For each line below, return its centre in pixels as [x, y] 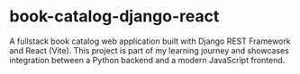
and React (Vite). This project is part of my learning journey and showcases [150, 50]
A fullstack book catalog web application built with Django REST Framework [150, 41]
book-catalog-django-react [114, 16]
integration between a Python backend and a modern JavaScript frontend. [147, 60]
